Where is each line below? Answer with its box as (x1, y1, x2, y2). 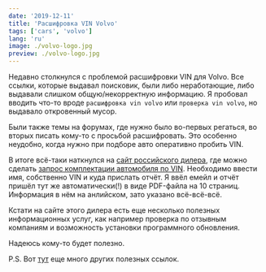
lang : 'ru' (8, 34, 46, 43)
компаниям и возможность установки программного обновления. (8, 222, 240, 232)
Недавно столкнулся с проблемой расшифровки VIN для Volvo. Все (8, 72, 244, 81)
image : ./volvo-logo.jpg (8, 42, 93, 50)
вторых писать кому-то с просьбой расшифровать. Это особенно (8, 131, 238, 140)
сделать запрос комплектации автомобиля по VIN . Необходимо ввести (8, 164, 258, 173)
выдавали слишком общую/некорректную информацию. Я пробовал (8, 89, 248, 98)
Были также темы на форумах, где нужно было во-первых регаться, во (8, 123, 258, 132)
